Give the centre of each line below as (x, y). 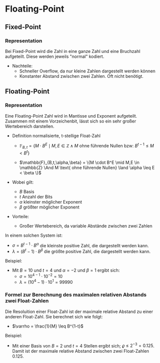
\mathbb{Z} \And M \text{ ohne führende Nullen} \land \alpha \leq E (87, 167)
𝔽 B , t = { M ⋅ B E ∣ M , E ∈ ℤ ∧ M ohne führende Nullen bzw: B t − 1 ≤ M (87, 146)
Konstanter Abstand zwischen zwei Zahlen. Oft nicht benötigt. (81, 76)
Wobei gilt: (23, 182)
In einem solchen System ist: (34, 235)
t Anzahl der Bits (36, 197)
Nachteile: (22, 66)
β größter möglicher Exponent (49, 207)
